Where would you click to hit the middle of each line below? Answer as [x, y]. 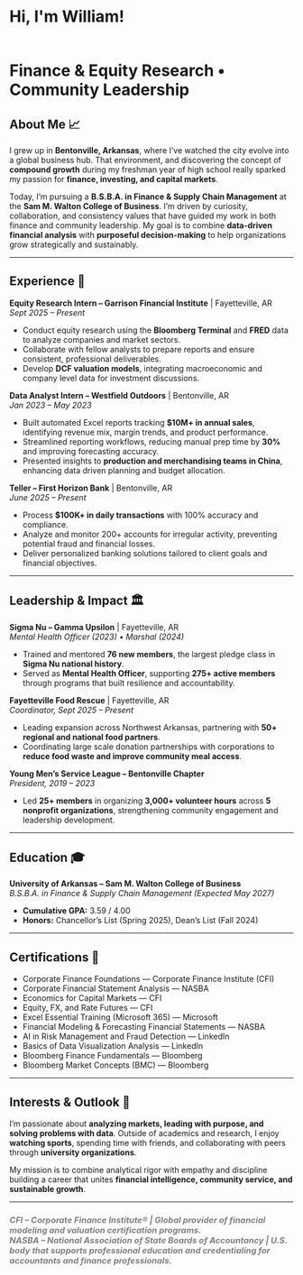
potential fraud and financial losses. [89, 544]
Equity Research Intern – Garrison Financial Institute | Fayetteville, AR [141, 303]
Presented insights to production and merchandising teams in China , [152, 461]
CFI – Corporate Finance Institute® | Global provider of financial [138, 1220]
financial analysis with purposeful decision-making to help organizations [148, 235]
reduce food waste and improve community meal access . [132, 756]
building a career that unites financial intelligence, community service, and [151, 1179]
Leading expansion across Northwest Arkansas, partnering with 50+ [150, 727]
